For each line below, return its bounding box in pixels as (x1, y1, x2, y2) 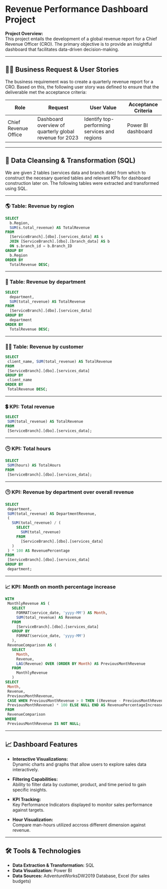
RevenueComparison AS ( (7, 643, 57, 648)
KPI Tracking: (12, 796, 41, 802)
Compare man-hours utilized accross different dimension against (12, 821, 146, 828)
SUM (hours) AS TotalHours (7, 463, 61, 468)
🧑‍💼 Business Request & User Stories (5, 66, 119, 74)
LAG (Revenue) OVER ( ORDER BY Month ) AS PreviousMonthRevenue (16, 661, 146, 666)
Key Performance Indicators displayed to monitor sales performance (12, 802, 153, 808)
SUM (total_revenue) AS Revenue (16, 615, 81, 620)
